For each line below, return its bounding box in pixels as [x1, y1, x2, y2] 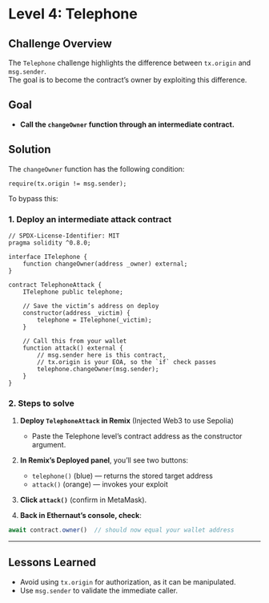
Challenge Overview [8, 37, 112, 51]
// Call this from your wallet [22, 337, 127, 345]
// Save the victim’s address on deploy [22, 301, 159, 310]
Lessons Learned [8, 556, 96, 569]
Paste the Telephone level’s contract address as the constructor [31, 431, 243, 441]
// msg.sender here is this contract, [37, 350, 167, 359]
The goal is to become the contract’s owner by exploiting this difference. [8, 75, 247, 84]
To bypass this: [8, 193, 58, 203]
